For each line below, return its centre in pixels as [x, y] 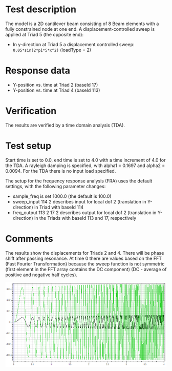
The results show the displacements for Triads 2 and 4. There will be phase [85, 253]
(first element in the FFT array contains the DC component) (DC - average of [86, 269]
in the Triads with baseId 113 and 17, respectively [85, 218]
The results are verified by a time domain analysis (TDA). [65, 125]
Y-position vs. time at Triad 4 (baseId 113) [56, 90]
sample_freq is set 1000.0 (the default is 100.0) [62, 196]
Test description [41, 9]
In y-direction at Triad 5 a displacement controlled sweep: [73, 44]
